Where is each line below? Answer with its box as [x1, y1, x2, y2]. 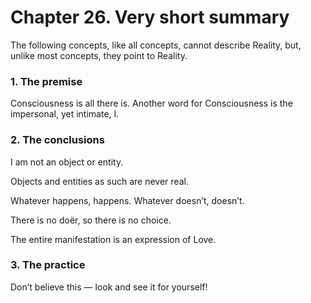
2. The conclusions [10, 133, 105, 147]
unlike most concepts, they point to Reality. [10, 49, 188, 61]
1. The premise [10, 74, 83, 88]
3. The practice [10, 258, 86, 272]
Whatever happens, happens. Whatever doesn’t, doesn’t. [10, 194, 245, 206]
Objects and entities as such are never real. [10, 175, 189, 187]
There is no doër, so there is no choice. [10, 214, 172, 226]
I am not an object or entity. [10, 156, 124, 168]
